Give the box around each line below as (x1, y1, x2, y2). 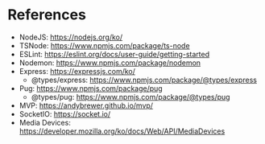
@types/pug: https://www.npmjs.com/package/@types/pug (31, 92, 230, 101)
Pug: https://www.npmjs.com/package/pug (19, 83, 163, 93)
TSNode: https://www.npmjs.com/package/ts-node (19, 40, 190, 50)
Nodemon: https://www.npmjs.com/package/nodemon (19, 58, 201, 68)
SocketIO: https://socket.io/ (19, 109, 110, 118)
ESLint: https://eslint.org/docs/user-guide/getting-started (19, 49, 210, 59)
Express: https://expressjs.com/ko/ (19, 66, 136, 76)
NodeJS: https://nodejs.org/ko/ (19, 32, 123, 42)
